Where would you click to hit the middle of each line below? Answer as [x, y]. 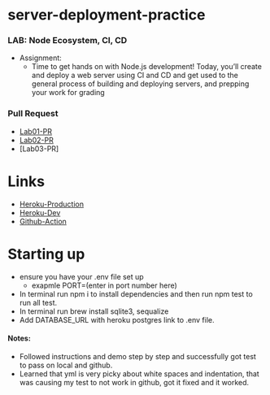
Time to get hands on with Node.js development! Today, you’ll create [146, 67]
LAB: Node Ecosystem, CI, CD [67, 41]
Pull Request [33, 114]
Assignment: [40, 58]
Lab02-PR [36, 140]
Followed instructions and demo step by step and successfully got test [138, 356]
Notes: [20, 338]
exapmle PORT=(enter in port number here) [105, 285]
